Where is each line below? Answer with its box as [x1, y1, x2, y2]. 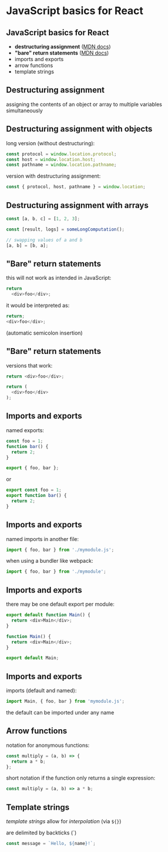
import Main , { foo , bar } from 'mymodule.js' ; [6, 699, 125, 704]
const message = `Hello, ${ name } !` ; [6, 841, 96, 847]
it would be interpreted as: [6, 302, 70, 309]
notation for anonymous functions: [6, 741, 90, 749]
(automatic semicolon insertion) [6, 329, 83, 336]
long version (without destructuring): [6, 139, 95, 146]
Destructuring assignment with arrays [6, 200, 149, 210]
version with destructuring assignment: [6, 172, 101, 180]
